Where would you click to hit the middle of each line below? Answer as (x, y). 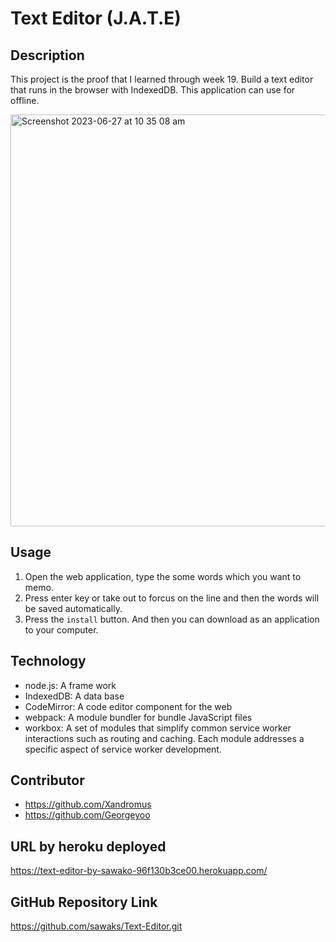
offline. (25, 100)
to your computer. (61, 629)
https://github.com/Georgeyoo (87, 815)
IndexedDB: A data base (74, 696)
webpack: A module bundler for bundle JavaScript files (138, 717)
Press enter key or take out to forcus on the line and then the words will (172, 598)
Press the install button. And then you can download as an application (172, 619)
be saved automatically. (73, 608)
